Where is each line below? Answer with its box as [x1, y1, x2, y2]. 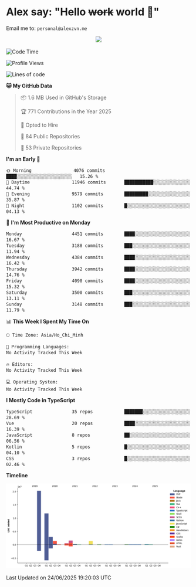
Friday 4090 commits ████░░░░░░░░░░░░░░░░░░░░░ [6, 278, 191, 284]
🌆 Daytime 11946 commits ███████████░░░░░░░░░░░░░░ [6, 179, 191, 185]
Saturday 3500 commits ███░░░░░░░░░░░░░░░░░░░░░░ [6, 290, 191, 296]
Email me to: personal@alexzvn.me [6, 25, 87, 32]
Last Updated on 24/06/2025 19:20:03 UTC [6, 574, 111, 581]
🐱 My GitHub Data [6, 82, 53, 89]
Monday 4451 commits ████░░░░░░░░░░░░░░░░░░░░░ [6, 231, 191, 237]
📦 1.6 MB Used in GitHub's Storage [20, 94, 107, 101]
